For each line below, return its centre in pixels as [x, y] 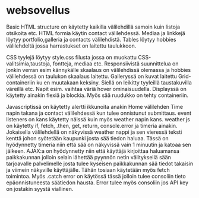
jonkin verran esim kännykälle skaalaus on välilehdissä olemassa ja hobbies [99, 70]
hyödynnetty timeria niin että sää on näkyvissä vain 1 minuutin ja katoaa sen [99, 144]
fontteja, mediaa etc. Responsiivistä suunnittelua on [116, 64]
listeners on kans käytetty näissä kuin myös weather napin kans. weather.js [98, 119]
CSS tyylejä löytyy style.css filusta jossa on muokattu [72, 57]
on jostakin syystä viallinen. [40, 188]
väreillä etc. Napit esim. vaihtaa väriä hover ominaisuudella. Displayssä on [97, 89]
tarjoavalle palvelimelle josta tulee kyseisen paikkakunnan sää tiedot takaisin [100, 164]
